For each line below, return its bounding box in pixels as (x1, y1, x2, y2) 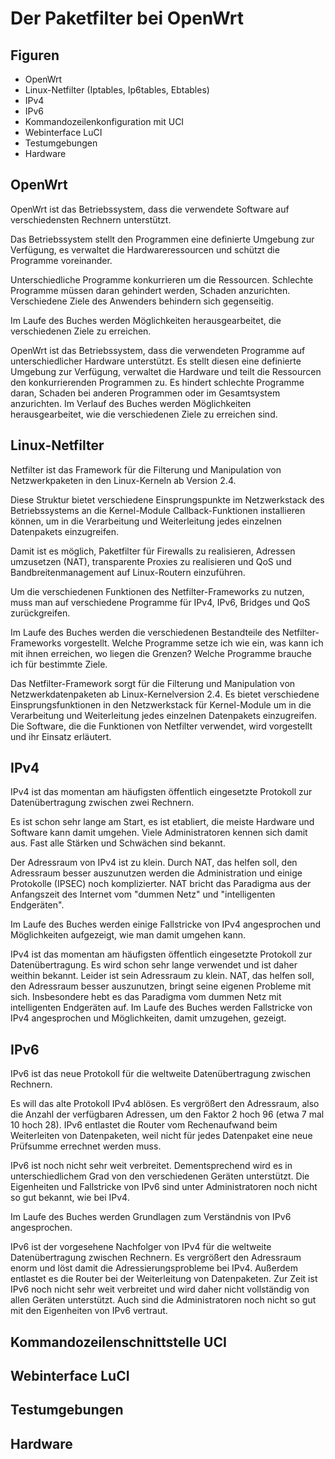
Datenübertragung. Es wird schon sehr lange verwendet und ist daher (10, 959, 298, 971)
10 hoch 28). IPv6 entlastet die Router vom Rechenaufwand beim (10, 1119, 278, 1131)
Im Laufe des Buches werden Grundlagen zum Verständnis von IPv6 (10, 1211, 292, 1223)
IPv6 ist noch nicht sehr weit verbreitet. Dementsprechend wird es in (10, 1160, 293, 1172)
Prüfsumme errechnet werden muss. (10, 1140, 162, 1152)
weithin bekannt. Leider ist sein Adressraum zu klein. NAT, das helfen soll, (10, 970, 315, 982)
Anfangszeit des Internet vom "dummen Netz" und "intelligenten (10, 888, 276, 901)
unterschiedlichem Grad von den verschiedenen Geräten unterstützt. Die (10, 1170, 310, 1182)
